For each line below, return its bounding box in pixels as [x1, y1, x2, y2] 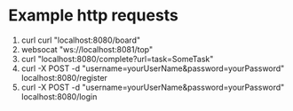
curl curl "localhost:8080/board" [20, 35, 141, 45]
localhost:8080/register [20, 72, 108, 83]
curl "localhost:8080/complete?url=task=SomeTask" [20, 53, 214, 64]
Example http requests [8, 5, 179, 26]
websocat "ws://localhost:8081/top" [20, 44, 153, 54]
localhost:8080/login [20, 91, 98, 102]
